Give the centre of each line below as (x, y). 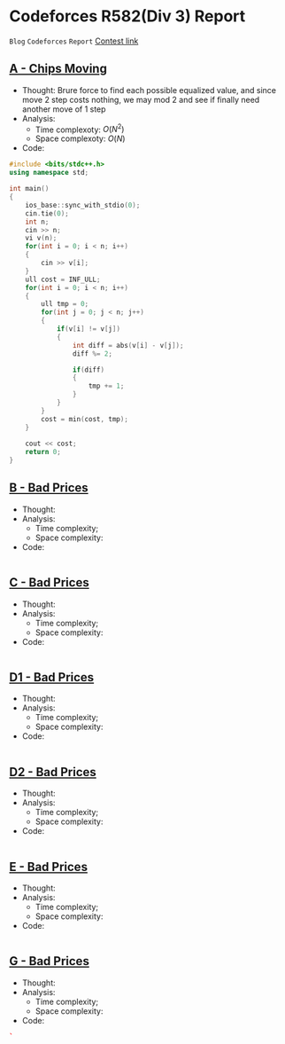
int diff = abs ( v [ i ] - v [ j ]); (128, 345)
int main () (29, 189)
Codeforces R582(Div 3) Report (127, 16)
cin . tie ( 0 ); (47, 213)
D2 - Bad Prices (53, 772)
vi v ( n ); (41, 238)
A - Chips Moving (58, 69)
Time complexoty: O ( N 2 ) (80, 129)
